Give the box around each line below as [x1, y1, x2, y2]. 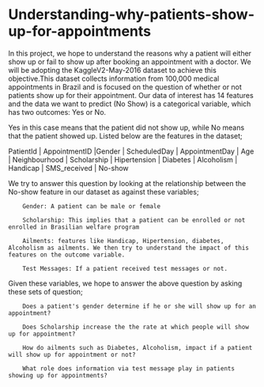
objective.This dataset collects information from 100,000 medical [8, 74, 220, 83]
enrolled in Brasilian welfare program [8, 223, 140, 231]
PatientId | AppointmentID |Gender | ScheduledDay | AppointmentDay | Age [8, 146, 255, 156]
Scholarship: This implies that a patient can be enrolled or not [22, 216, 246, 224]
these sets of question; [8, 286, 83, 296]
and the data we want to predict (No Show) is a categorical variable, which [8, 99, 251, 108]
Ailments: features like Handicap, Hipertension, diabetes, [22, 237, 224, 245]
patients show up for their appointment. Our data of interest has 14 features [8, 90, 255, 100]
